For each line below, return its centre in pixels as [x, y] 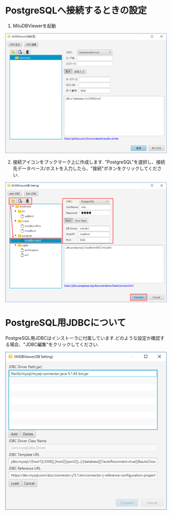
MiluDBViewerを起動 [34, 26]
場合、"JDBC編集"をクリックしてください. [54, 344]
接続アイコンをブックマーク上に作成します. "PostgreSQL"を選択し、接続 [89, 162]
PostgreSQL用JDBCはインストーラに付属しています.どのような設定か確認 [83, 338]
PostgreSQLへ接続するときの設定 [76, 11]
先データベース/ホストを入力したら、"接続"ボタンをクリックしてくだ [85, 169]
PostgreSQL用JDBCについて [66, 323]
